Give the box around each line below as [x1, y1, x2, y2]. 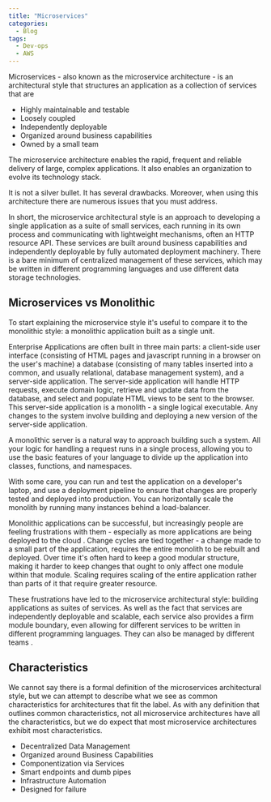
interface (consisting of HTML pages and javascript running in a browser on [8, 350, 261, 360]
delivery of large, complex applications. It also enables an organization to [8, 164, 252, 173]
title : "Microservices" [8, 11, 89, 20]
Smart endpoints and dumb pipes [19, 767, 132, 777]
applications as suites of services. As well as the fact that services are [8, 603, 243, 612]
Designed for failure [19, 784, 87, 794]
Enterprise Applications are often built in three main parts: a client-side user [8, 341, 261, 351]
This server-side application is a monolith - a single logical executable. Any [8, 402, 259, 412]
